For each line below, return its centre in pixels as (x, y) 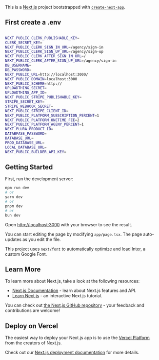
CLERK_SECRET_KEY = (24, 43)
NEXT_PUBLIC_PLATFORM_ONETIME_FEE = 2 (42, 120)
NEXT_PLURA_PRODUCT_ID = (29, 129)
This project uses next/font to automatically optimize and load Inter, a (75, 249)
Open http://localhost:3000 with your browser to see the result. (69, 224)
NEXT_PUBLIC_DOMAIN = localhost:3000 (41, 79)
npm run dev (17, 188)
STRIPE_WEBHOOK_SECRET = (29, 106)
